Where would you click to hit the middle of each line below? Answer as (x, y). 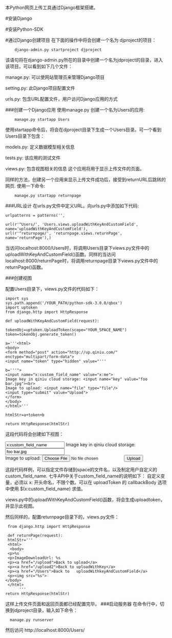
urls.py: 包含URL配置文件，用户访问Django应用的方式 (61, 99)
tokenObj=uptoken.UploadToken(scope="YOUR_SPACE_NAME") (66, 330)
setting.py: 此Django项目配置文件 (40, 88)
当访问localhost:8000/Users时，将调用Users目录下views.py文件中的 (77, 248)
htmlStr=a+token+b (25, 415)
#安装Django (19, 18)
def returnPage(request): (35, 536)
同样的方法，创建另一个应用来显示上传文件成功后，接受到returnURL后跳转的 (86, 180)
